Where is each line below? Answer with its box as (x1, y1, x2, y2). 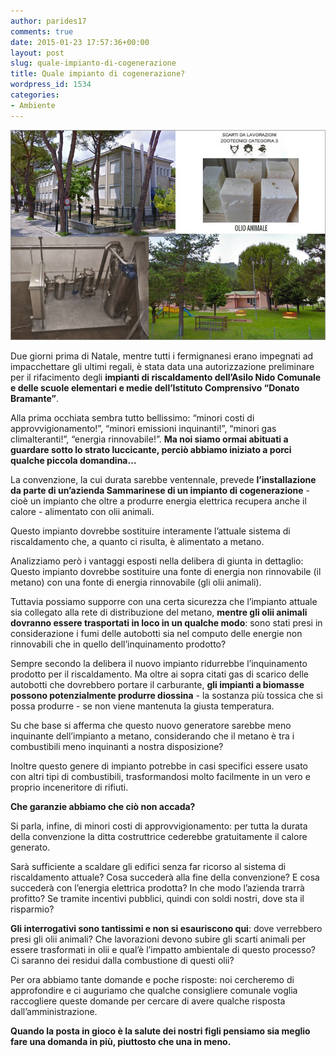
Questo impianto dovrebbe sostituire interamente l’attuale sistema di (10, 525, 291, 537)
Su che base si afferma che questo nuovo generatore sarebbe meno (10, 719, 292, 731)
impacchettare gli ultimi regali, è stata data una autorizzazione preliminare (10, 360, 315, 372)
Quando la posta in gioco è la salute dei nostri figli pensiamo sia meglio (10, 1025, 311, 1037)
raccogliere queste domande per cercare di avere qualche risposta (10, 995, 286, 1007)
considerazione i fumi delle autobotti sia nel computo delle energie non (10, 627, 303, 639)
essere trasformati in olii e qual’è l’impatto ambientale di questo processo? (10, 943, 316, 955)
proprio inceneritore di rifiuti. (10, 781, 129, 793)
